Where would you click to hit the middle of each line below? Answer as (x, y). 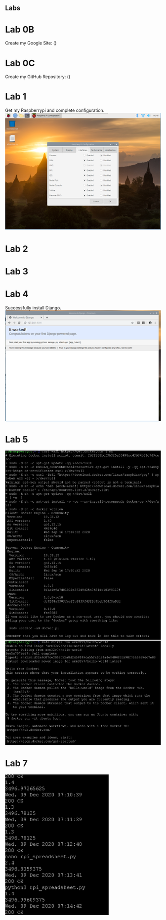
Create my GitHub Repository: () (38, 77)
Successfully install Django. (33, 307)
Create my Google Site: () (31, 43)
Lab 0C (20, 63)
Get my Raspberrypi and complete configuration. (55, 110)
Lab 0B (20, 29)
